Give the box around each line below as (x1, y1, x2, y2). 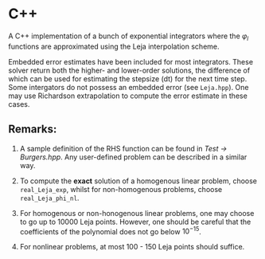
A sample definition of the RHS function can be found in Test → (19, 143, 228, 153)
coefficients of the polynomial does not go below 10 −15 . (19, 225, 201, 236)
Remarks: (8, 123, 57, 136)
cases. (8, 99, 30, 108)
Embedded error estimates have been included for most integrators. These (8, 57, 253, 66)
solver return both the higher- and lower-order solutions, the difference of (8, 65, 251, 75)
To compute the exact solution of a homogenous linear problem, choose (19, 176, 257, 186)
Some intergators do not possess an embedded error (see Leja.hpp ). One (8, 82, 249, 92)
